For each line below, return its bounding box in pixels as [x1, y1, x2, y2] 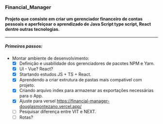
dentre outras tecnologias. [5, 26, 60, 32]
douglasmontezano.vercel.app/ [19, 104, 82, 109]
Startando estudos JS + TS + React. [19, 72, 91, 77]
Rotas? [19, 114, 33, 120]
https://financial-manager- [56, 98, 110, 104]
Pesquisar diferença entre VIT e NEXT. [19, 108, 97, 115]
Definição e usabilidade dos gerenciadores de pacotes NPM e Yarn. [19, 61, 155, 66]
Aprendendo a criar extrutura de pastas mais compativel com [19, 77, 142, 83]
